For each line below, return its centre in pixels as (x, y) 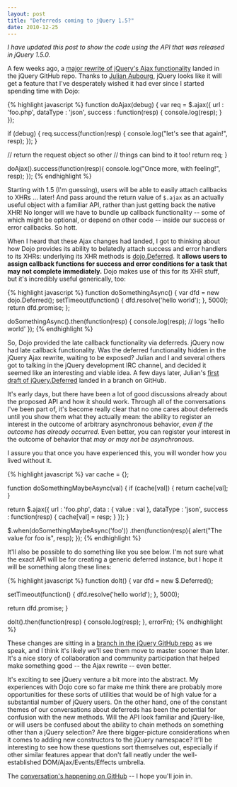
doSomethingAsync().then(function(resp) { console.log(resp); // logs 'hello (116, 322)
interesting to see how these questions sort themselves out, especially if (112, 747)
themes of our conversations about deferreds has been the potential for (112, 710)
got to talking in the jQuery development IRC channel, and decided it (107, 365)
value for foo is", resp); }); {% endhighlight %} (74, 538)
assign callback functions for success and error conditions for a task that (117, 264)
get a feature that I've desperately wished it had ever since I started (106, 84)
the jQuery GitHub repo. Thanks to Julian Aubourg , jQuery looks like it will (115, 76)
